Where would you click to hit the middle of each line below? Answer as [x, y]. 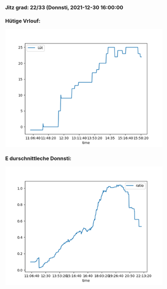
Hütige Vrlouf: [23, 20]
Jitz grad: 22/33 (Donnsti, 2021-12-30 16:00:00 [64, 7]
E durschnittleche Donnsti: [38, 158]
